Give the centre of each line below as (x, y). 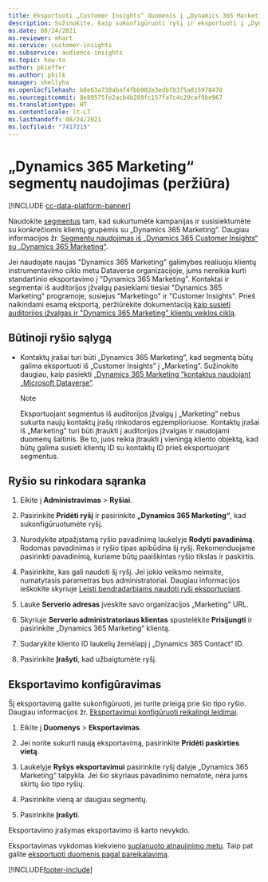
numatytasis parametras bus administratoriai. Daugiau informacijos (130, 580)
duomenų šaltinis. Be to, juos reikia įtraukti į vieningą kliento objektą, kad (139, 439)
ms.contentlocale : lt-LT (49, 113)
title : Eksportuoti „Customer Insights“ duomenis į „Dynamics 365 (121, 16)
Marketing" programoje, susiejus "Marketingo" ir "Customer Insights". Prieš (132, 295)
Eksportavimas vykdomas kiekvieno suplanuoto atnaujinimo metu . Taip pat (131, 846)
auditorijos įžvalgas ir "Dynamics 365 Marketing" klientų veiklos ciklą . (122, 313)
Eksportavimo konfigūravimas (85, 684)
